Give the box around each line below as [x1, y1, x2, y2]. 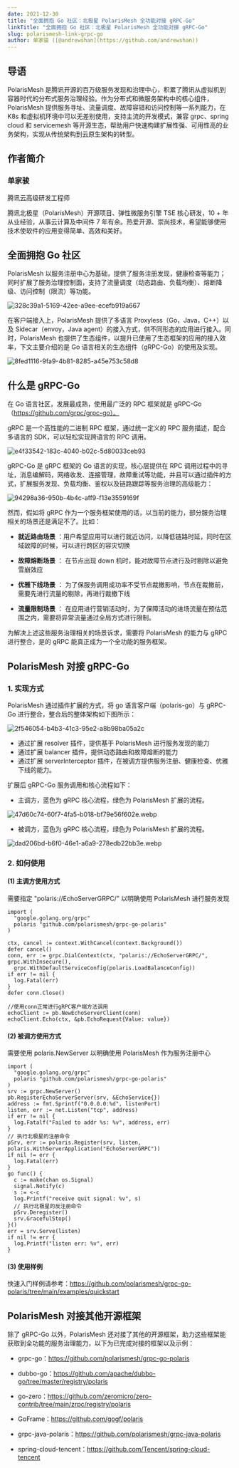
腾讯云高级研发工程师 [7, 193, 70, 202]
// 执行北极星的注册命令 [7, 1133, 70, 1140]
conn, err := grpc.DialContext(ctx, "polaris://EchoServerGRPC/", [7, 952, 208, 959]
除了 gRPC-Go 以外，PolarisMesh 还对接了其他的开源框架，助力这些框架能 [7, 1330, 226, 1339]
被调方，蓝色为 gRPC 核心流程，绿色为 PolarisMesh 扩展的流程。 [17, 824, 208, 833]
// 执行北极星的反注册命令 [14, 1203, 82, 1210]
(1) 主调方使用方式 [7, 877, 60, 885]
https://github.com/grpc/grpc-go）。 [14, 409, 119, 417]
